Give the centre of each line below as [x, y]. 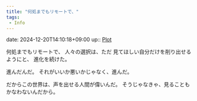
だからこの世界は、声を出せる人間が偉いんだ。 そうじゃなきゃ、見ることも [98, 84]
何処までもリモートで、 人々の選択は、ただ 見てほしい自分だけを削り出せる [99, 52]
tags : [13, 17]
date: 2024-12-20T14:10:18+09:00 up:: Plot [59, 40]
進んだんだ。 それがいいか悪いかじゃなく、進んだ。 [69, 72]
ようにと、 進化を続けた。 [38, 59]
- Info [17, 23]
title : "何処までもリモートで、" [43, 12]
